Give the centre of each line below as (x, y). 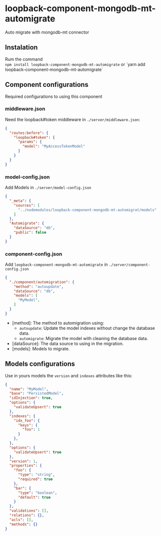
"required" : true (35, 479)
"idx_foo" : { (27, 421)
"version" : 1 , (23, 461)
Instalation (21, 47)
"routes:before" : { (29, 133)
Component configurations (47, 85)
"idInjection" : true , (31, 398)
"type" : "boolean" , (37, 493)
